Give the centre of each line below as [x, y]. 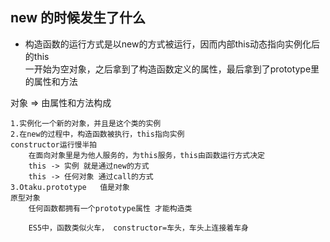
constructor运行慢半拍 [54, 144]
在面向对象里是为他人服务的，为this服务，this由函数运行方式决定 [146, 155]
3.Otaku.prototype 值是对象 [70, 187]
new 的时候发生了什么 [78, 18]
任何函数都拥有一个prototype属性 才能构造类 [110, 208]
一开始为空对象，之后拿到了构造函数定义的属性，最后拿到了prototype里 [172, 69]
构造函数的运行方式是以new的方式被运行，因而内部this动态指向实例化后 [172, 44]
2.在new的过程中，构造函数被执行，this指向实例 [97, 134]
